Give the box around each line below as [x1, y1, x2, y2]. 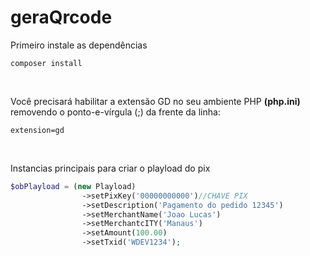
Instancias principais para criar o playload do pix [10, 162, 211, 174]
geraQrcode [10, 6, 113, 29]
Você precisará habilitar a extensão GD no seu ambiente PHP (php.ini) [10, 95, 301, 107]
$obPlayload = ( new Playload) [10, 181, 137, 191]
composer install [10, 58, 83, 68]
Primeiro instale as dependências [10, 39, 148, 51]
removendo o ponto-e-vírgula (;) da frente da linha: [10, 106, 221, 118]
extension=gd [10, 125, 65, 135]
